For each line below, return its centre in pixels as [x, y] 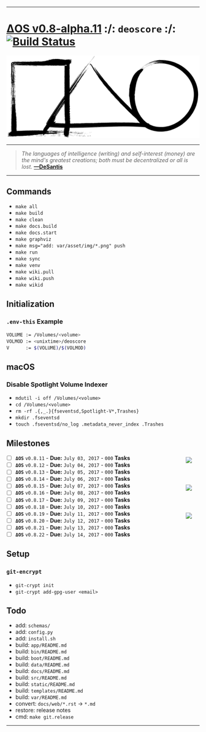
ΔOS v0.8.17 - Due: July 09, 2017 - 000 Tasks [73, 500]
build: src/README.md [41, 678]
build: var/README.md [41, 697]
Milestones [28, 443]
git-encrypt [24, 572]
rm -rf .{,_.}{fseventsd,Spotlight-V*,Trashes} [77, 411]
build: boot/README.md [42, 658]
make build [29, 213]
